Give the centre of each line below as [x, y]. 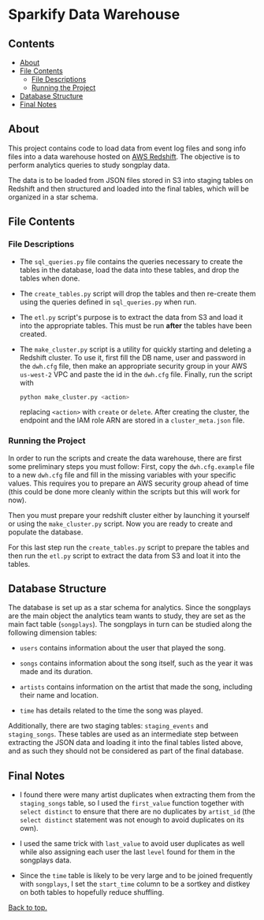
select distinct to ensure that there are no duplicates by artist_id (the [137, 812]
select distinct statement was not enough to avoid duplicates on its [132, 820]
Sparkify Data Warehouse [94, 15]
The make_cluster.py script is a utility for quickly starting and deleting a [136, 349]
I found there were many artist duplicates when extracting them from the [138, 795]
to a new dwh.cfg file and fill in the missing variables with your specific [122, 475]
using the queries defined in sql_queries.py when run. [108, 302]
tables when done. [50, 278]
